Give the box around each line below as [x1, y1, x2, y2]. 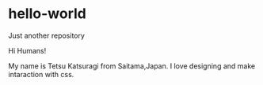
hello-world [8, 5, 87, 23]
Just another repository [8, 31, 86, 40]
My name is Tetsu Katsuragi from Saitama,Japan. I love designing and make [8, 61, 256, 71]
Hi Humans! [8, 46, 47, 55]
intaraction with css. [8, 69, 74, 79]
